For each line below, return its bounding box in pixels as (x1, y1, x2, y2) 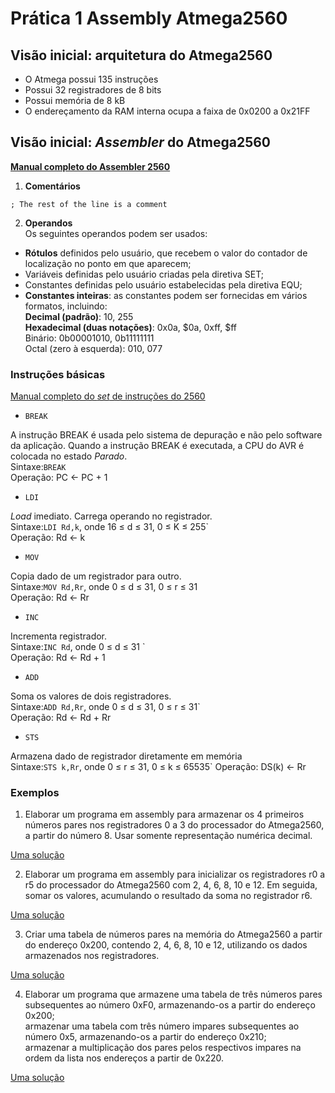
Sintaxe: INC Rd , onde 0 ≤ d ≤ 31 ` (10, 641, 146, 653)
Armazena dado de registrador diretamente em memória (10, 750, 243, 762)
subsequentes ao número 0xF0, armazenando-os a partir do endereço (24, 999, 316, 1011)
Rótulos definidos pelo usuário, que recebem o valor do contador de (24, 247, 308, 259)
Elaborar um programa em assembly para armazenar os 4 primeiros (24, 808, 305, 821)
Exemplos (10, 786, 60, 800)
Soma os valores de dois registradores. (10, 690, 172, 702)
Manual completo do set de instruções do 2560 (10, 390, 206, 402)
